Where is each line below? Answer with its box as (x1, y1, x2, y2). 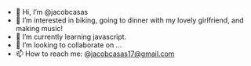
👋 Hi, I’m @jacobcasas (15, 8, 89, 16)
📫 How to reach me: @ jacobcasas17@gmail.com (15, 49, 175, 58)
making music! (15, 24, 64, 33)
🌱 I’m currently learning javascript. (15, 32, 127, 41)
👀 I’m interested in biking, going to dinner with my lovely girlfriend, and (15, 16, 245, 25)
